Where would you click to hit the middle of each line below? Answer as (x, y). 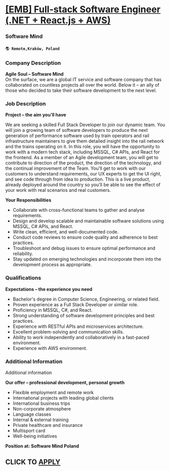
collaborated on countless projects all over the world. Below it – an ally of (82, 85)
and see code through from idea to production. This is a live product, (78, 179)
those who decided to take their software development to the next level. (81, 90)
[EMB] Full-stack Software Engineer (83, 9)
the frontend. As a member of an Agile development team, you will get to (82, 158)
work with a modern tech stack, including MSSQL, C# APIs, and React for (83, 152)
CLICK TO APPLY (33, 462)
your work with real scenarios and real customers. (58, 190)
